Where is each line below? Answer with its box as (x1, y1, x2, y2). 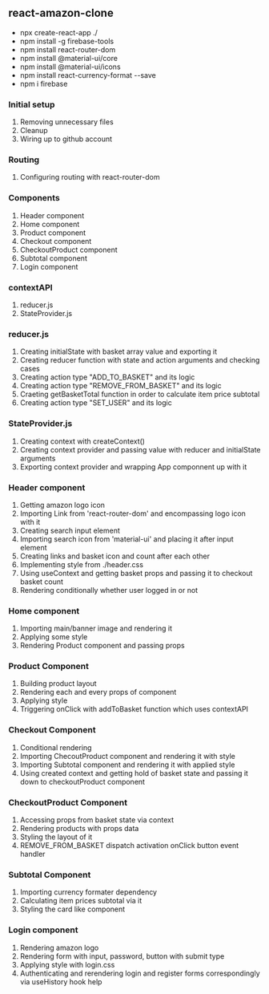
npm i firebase (19, 79, 68, 88)
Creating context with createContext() (19, 436, 146, 446)
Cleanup (19, 126, 48, 136)
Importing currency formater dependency (19, 887, 158, 897)
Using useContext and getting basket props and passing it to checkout (19, 568, 253, 578)
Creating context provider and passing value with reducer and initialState (19, 444, 261, 454)
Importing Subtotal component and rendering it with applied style (19, 760, 235, 769)
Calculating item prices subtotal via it (19, 896, 143, 906)
